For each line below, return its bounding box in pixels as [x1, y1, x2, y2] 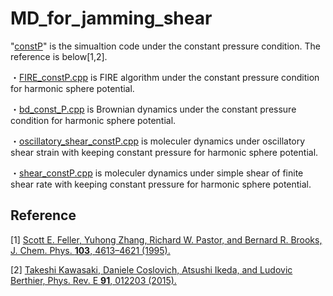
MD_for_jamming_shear [10, 7, 213, 30]
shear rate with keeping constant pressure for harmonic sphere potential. [10, 178, 312, 190]
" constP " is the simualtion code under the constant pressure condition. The [10, 40, 321, 52]
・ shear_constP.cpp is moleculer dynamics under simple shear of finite [10, 167, 304, 179]
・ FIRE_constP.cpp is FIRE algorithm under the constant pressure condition [10, 71, 320, 83]
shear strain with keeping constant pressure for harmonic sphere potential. [10, 146, 319, 158]
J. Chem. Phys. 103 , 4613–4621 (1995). [10, 244, 171, 256]
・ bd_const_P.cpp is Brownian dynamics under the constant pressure [10, 103, 297, 115]
